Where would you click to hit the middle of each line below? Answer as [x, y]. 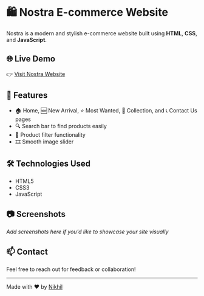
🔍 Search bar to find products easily [61, 126]
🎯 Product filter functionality [50, 134]
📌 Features [27, 95]
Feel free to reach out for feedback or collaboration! [71, 269]
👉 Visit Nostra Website [36, 74]
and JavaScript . [27, 40]
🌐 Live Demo [31, 59]
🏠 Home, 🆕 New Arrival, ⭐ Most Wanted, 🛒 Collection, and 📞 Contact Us [106, 110]
